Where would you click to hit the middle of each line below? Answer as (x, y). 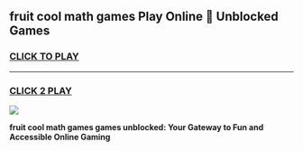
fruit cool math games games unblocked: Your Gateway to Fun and (137, 127)
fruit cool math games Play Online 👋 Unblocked (144, 17)
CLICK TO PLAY (44, 57)
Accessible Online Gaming (60, 137)
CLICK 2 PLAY (41, 90)
